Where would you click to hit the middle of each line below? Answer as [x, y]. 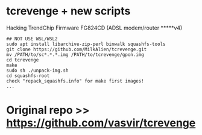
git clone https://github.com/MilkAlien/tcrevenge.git [77, 49]
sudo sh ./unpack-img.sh [37, 71]
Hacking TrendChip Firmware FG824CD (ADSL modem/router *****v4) [94, 28]
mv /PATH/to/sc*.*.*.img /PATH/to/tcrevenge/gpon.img [75, 55]
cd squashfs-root [28, 76]
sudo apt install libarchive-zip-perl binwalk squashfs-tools [86, 44]
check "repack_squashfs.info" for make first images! [75, 81]
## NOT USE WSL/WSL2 [32, 39]
